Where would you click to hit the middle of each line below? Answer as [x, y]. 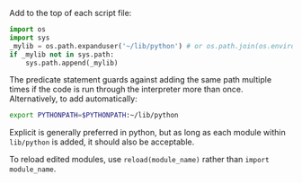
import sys [30, 38]
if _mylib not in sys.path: [62, 54]
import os [28, 30]
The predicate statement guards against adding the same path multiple [141, 80]
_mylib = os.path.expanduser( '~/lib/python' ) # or [106, 46]
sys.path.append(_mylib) [72, 63]
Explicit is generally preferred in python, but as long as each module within [147, 133]
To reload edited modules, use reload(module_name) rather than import [139, 160]
